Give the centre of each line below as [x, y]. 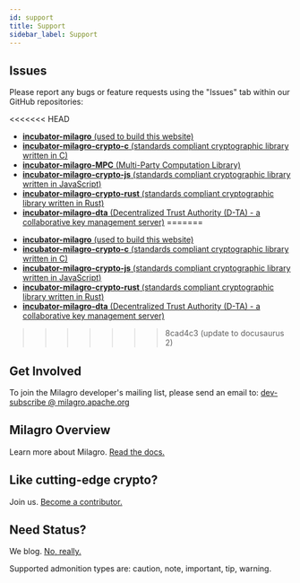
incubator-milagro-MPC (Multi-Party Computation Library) [132, 165]
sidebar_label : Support [54, 34]
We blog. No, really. [46, 552]
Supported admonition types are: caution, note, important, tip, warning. [140, 569]
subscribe [28, 402]
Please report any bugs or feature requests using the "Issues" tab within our [150, 92]
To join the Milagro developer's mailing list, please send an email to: [134, 392]
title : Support [38, 26]
